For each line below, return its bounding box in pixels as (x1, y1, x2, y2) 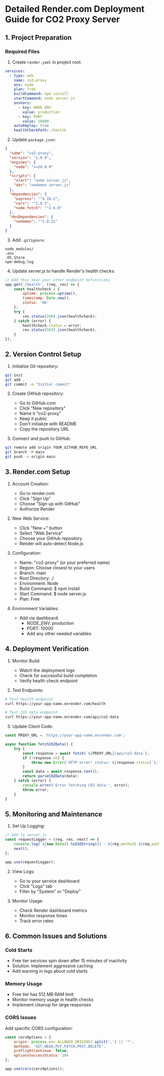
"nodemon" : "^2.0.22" (14, 219, 58, 224)
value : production (22, 109, 60, 115)
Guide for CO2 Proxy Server (5, 14, 120, 25)
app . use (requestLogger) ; (5, 859, 56, 864)
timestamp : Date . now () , (22, 295, 71, 301)
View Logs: (12, 868, 35, 874)
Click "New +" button (19, 525, 62, 531)
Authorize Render (19, 506, 55, 512)
